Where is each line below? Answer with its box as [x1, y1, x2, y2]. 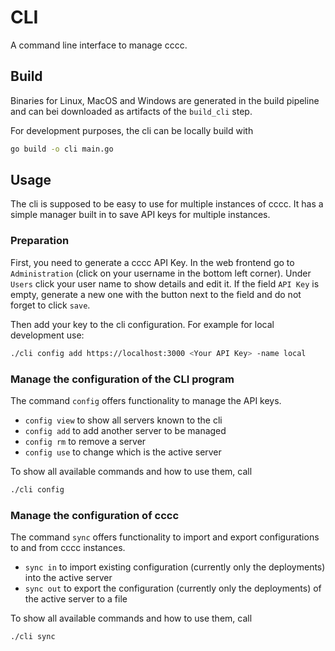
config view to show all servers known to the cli [24, 414, 223, 426]
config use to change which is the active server [24, 446, 222, 458]
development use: [10, 329, 85, 341]
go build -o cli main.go [10, 144, 114, 154]
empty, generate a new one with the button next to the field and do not [10, 288, 302, 300]
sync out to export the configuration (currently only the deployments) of [24, 582, 322, 595]
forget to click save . [10, 299, 91, 311]
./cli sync [10, 632, 56, 642]
